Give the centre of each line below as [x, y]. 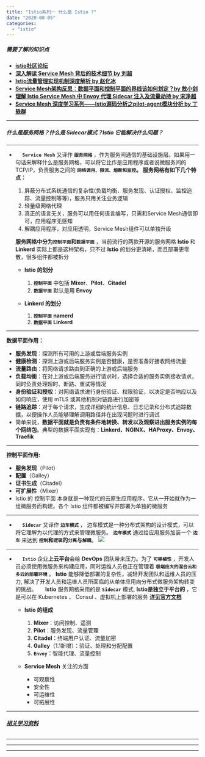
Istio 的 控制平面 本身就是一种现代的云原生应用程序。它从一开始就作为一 [106, 499]
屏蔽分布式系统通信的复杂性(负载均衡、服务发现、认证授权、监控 [106, 190]
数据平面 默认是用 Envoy [63, 291]
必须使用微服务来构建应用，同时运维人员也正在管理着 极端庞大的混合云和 [109, 567]
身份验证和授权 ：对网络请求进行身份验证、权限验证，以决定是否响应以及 [106, 392]
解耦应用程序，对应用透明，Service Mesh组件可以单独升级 [98, 229]
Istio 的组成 [39, 610]
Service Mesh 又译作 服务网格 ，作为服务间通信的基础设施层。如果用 [106, 155]
